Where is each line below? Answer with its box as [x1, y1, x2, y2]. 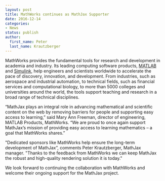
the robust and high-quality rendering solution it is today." [5, 155, 123, 161]
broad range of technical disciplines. [5, 94, 80, 100]
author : [5, 35, 21, 40]
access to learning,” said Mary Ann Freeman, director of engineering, [5, 114, 146, 120]
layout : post [5, 7, 32, 12]
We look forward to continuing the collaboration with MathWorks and [5, 165, 145, 171]
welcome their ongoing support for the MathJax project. [5, 170, 120, 176]
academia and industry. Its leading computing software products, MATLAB [5, 63, 157, 69]
